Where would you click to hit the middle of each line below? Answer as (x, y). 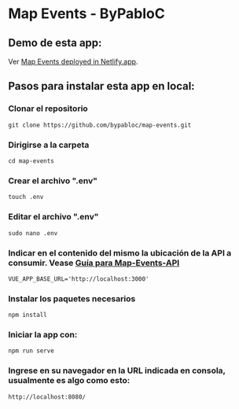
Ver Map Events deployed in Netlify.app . (73, 61)
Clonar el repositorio (48, 109)
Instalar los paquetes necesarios (72, 298)
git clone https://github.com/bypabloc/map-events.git (100, 125)
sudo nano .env (33, 233)
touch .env (26, 197)
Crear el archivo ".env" (53, 180)
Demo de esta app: (55, 43)
